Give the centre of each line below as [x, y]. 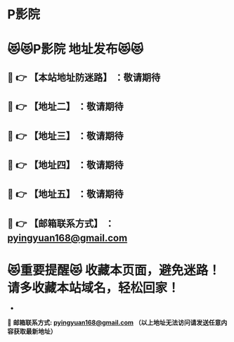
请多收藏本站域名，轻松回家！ [94, 287]
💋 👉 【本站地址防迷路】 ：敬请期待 [84, 77]
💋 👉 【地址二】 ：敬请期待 [66, 107]
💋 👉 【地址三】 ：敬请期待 [66, 135]
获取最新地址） [35, 331]
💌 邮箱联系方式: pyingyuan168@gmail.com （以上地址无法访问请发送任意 [114, 322]
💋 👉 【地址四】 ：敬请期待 [66, 165]
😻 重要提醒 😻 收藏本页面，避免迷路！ [114, 270]
